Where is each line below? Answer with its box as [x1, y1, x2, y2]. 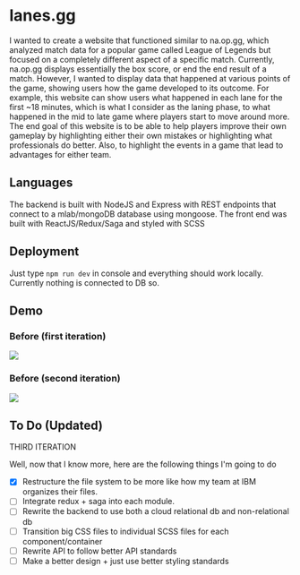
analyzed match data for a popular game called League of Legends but [9, 44, 271, 55]
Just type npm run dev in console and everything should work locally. [9, 268, 264, 279]
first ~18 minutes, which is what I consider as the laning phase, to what [9, 101, 270, 112]
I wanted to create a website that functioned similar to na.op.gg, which [9, 35, 270, 46]
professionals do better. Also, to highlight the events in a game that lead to [9, 140, 284, 150]
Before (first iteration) [9, 330, 107, 342]
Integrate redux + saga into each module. [21, 496, 176, 507]
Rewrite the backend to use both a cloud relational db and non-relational [21, 506, 289, 517]
